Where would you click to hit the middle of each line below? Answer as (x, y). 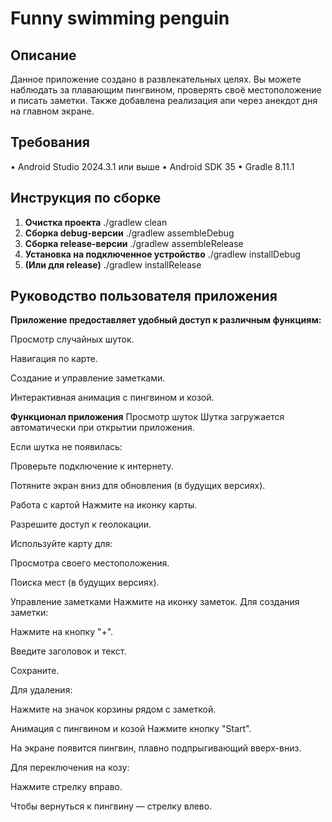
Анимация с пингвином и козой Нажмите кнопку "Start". (131, 729)
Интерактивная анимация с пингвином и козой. (112, 398)
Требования (50, 142)
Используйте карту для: (61, 544)
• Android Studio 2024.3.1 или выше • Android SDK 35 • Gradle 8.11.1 (152, 166)
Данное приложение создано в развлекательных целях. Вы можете (156, 79)
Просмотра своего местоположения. (90, 563)
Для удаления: (41, 690)
